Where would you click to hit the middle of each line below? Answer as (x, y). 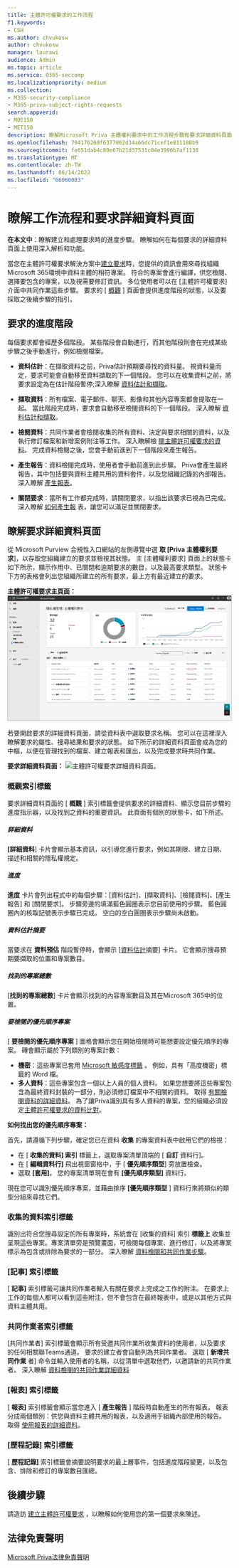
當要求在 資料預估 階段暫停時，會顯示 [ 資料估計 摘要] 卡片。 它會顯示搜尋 (114, 949)
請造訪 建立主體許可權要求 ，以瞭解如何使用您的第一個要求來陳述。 (106, 1514)
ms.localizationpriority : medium (57, 83)
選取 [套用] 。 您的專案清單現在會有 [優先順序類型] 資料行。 (104, 1172)
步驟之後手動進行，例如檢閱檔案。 (57, 351)
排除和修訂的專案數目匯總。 (60, 1471)
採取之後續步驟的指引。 (42, 299)
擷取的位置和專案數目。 (54, 958)
